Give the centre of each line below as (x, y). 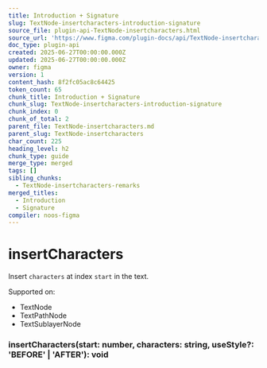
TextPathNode (43, 316)
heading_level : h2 (39, 149)
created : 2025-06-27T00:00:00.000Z (67, 52)
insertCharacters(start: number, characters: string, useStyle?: (131, 345)
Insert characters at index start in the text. (79, 277)
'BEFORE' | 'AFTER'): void (58, 354)
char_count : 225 (35, 141)
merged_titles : (33, 193)
